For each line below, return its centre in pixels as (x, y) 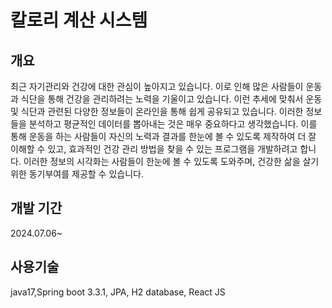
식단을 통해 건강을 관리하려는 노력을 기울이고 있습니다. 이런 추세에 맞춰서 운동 (171, 99)
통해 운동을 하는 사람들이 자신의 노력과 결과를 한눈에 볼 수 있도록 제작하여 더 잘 (163, 136)
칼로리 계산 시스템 (79, 20)
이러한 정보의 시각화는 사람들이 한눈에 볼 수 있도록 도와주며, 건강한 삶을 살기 (171, 161)
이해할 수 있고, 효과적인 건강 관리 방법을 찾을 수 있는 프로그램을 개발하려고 (154, 149)
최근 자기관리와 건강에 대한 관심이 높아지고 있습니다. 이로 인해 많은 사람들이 (157, 86)
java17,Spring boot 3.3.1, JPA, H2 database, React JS (118, 292)
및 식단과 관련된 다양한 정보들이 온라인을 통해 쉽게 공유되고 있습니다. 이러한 (157, 111)
